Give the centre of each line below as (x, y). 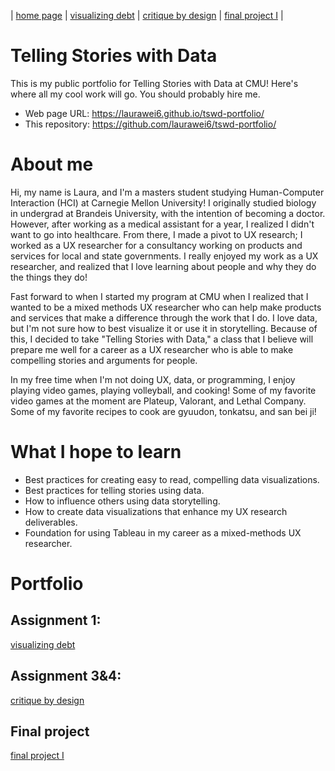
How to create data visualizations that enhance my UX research (156, 511)
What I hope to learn (96, 452)
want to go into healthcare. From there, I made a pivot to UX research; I (156, 234)
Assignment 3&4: (66, 676)
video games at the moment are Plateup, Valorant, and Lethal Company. (158, 401)
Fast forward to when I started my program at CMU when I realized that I (159, 296)
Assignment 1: (56, 620)
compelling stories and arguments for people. (104, 360)
